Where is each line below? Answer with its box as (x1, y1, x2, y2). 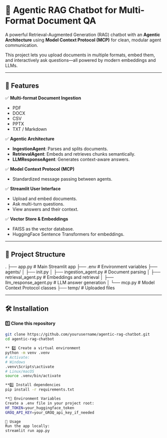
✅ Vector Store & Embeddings (5, 216, 69, 221)
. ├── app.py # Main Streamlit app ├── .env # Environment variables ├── (5, 263, 158, 269)
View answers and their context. (12, 206, 79, 212)
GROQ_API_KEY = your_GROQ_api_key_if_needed (5, 410, 94, 415)
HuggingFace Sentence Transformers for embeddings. (12, 231, 125, 237)
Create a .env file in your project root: (5, 401, 94, 406)
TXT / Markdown (12, 126, 47, 132)
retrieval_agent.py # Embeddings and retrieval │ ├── (5, 274, 114, 280)
